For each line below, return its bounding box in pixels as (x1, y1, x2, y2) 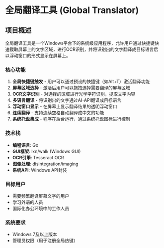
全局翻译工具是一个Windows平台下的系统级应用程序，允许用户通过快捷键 (5, 40, 155, 46)
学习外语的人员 (12, 199, 43, 205)
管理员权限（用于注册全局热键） (12, 238, 78, 244)
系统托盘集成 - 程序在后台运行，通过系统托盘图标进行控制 (12, 116, 131, 122)
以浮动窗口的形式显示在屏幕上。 (5, 53, 71, 58)
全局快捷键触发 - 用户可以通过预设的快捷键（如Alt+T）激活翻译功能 (12, 78, 150, 85)
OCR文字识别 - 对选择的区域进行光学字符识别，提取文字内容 (12, 91, 136, 97)
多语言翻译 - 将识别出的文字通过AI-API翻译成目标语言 (12, 97, 122, 103)
